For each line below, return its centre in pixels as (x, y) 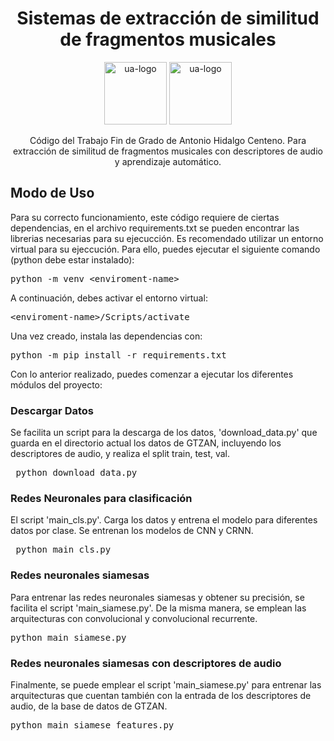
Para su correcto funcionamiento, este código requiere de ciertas (145, 217)
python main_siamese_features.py (92, 725)
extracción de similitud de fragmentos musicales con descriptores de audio (168, 151)
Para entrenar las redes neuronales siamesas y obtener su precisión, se (157, 597)
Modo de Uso (52, 193)
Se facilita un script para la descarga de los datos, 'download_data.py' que (164, 433)
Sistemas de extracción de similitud (168, 18)
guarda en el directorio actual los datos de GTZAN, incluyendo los (146, 443)
